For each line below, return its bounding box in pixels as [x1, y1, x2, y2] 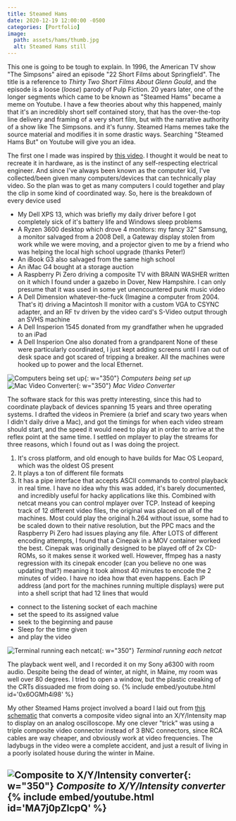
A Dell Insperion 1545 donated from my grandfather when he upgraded [17, 323, 224, 331]
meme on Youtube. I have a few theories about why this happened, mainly [7, 100, 223, 108]
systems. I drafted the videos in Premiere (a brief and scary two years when [7, 410, 228, 418]
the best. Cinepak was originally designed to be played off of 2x [17, 544, 204, 552]
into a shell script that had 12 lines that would [17, 589, 149, 597]
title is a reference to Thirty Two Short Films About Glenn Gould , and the [7, 78, 217, 85]
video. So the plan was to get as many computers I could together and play [7, 182, 225, 189]
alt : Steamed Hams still [13, 43, 87, 50]
